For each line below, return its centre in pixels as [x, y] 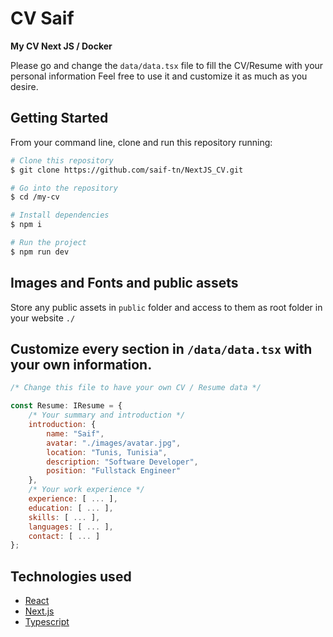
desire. [24, 86]
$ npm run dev [40, 252]
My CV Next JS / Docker [61, 46]
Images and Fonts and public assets [124, 283]
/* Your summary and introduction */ [107, 415]
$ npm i [26, 225]
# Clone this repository [62, 160]
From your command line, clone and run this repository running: [141, 142]
